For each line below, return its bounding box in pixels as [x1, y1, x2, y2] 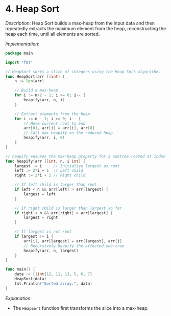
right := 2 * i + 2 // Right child [14, 173, 86, 178]
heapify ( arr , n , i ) [23, 98, 65, 103]
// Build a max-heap [14, 88, 58, 93]
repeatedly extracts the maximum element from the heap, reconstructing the [5, 25, 166, 31]
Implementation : [5, 40, 40, 47]
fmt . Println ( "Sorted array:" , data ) [14, 281, 93, 286]
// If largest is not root [14, 229, 72, 234]
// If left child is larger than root [14, 182, 97, 187]
